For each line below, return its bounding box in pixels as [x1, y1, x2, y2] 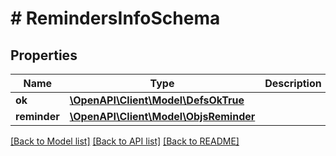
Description [264, 77, 322, 90]
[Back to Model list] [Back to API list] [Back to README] [10, 135, 240, 147]
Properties [10, 47, 78, 64]
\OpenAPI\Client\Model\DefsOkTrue [69, 93, 245, 107]
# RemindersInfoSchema [10, 7, 221, 30]
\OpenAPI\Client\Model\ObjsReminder [69, 110, 256, 123]
